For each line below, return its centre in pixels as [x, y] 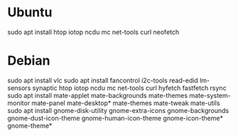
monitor [19, 103]
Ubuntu [30, 12]
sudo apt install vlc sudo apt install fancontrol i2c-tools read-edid [103, 80]
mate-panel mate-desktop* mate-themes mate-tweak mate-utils [126, 103]
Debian [29, 61]
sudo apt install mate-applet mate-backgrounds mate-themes [98, 95]
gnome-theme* [30, 126]
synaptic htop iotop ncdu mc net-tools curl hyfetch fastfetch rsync [129, 88]
